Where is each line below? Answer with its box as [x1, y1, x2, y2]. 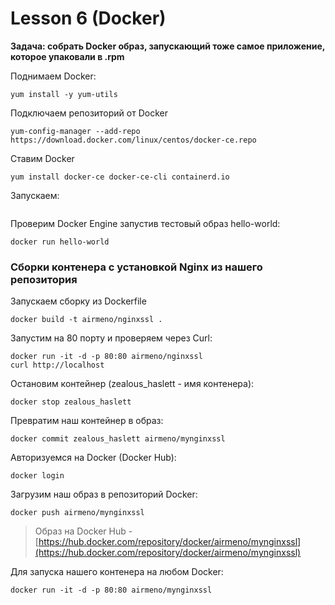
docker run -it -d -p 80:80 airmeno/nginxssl [10, 352, 203, 362]
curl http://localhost [10, 360, 105, 371]
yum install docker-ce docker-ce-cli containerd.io [10, 172, 230, 182]
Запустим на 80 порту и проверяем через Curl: [10, 332, 213, 344]
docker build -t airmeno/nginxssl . [10, 315, 163, 325]
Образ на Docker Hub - [34, 525, 133, 537]
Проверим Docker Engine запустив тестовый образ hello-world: [10, 217, 281, 229]
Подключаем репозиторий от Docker [10, 107, 168, 119]
